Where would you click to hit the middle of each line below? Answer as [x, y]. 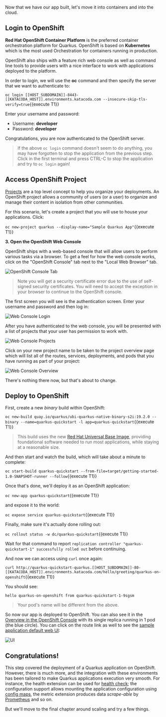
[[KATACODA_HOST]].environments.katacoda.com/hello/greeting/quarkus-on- [83, 572]
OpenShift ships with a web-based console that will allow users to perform [82, 251]
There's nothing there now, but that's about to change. [61, 380]
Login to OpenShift [35, 28]
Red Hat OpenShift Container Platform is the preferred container [72, 40]
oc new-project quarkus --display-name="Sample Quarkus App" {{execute [80, 226]
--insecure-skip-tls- [125, 99]
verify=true [17, 104]
